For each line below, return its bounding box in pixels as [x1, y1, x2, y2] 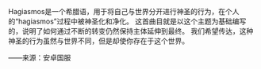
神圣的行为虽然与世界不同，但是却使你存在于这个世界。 [8, 36, 189, 45]
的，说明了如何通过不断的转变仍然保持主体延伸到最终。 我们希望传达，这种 [8, 27, 254, 35]
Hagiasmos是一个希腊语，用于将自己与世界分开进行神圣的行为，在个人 [8, 7, 240, 16]
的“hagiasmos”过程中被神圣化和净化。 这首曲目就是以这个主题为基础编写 [8, 16, 247, 26]
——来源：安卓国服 [8, 53, 71, 62]
